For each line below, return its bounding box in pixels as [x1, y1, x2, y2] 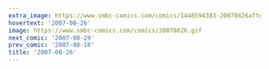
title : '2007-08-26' [8, 48, 78, 56]
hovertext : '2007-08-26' [8, 19, 91, 27]
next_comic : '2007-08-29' [8, 33, 94, 42]
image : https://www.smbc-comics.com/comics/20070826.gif [8, 26, 203, 34]
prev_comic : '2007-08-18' [8, 41, 94, 49]
